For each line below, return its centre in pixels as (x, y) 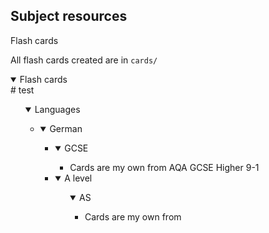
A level (78, 178)
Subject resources (69, 16)
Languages (57, 109)
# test (22, 90)
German (66, 128)
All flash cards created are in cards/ (84, 60)
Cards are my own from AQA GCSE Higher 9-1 (164, 167)
